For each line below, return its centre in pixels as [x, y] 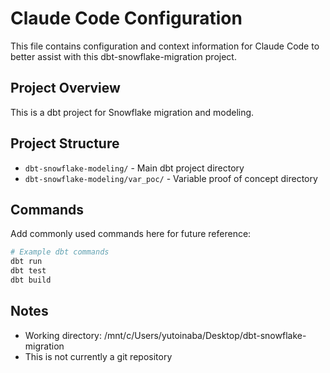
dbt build [31, 280]
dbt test [28, 271]
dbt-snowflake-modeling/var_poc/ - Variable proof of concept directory [171, 178]
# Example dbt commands [60, 252]
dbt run [26, 262]
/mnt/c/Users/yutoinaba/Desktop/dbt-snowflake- [205, 335]
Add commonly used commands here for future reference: [131, 234]
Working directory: [63, 335]
